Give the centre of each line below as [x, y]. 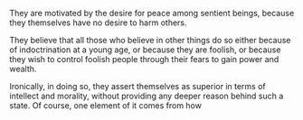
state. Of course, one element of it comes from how [105, 106]
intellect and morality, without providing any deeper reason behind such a [147, 96]
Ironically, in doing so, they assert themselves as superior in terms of [138, 86]
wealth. [23, 69]
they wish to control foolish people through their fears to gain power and [144, 59]
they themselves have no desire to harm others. [98, 23]
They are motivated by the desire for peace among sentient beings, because [152, 13]
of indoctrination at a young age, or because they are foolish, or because [145, 50]
